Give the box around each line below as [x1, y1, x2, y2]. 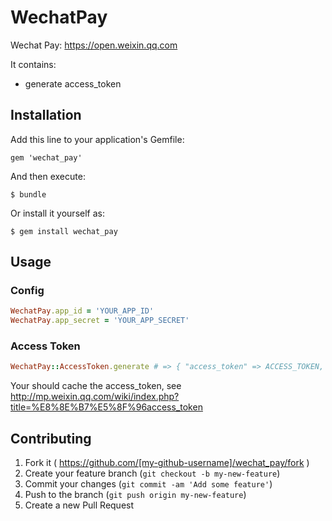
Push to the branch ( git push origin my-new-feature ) [24, 489, 247, 501]
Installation [10, 107, 82, 124]
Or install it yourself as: [10, 207, 105, 219]
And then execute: [10, 170, 86, 182]
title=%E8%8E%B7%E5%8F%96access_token [10, 401, 203, 413]
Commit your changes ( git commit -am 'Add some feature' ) [24, 478, 273, 490]
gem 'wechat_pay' [10, 152, 83, 163]
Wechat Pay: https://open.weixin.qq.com [10, 39, 178, 51]
